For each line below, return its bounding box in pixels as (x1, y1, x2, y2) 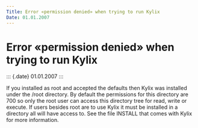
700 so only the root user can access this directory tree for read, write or (6, 97, 187, 105)
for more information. (6, 117, 59, 124)
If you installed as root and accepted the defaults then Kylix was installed (6, 85, 188, 92)
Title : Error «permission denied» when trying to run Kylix (6, 8, 161, 15)
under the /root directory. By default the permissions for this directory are (6, 91, 188, 98)
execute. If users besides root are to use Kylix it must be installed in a (6, 103, 178, 111)
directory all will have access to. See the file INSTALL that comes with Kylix (6, 110, 193, 117)
